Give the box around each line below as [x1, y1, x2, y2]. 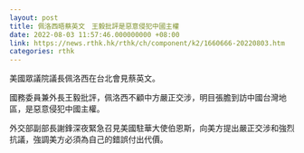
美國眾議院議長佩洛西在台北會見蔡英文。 [9, 73, 160, 84]
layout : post [9, 13, 59, 23]
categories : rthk [9, 47, 75, 56]
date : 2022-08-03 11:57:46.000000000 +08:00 [9, 30, 180, 39]
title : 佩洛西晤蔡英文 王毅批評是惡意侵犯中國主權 [9, 22, 179, 31]
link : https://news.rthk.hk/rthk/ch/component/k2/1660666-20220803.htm [9, 38, 285, 48]
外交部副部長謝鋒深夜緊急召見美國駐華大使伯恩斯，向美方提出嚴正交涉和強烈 [9, 123, 295, 134]
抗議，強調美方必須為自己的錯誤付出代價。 [9, 134, 168, 145]
